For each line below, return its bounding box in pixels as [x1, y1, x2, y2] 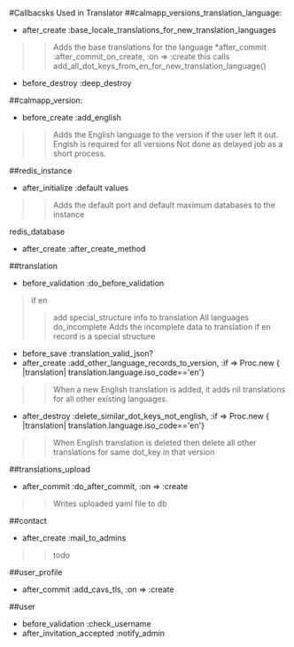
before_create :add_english [21, 113, 121, 122]
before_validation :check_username [21, 619, 152, 628]
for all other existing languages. [52, 394, 168, 404]
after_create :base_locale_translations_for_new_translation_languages [21, 25, 276, 35]
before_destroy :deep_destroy [21, 78, 132, 88]
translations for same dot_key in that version [52, 447, 215, 457]
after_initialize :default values [21, 183, 129, 193]
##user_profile [9, 567, 63, 577]
